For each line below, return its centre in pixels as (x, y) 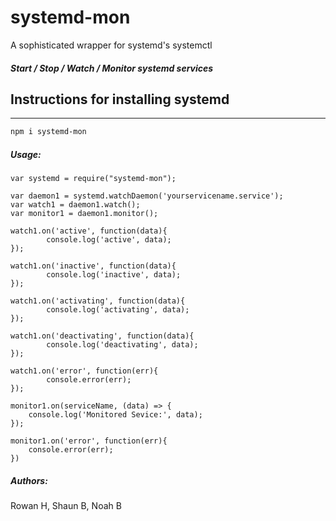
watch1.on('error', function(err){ (84, 371)
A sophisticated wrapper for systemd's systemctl (111, 45)
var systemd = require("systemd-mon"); (93, 179)
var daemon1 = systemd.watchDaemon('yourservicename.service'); (147, 196)
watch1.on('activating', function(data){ (98, 301)
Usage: (26, 154)
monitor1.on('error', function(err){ (89, 441)
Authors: (29, 480)
